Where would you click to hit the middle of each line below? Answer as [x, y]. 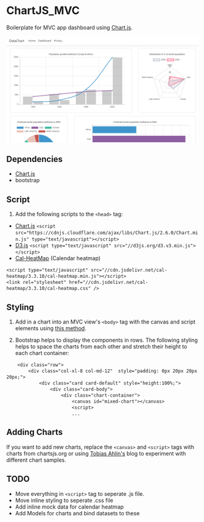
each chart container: [42, 353]
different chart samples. [36, 460]
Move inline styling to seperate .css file [64, 500]
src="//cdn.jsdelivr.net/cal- [129, 270]
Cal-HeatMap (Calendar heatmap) [58, 258]
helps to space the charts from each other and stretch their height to [101, 346]
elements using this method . [51, 328]
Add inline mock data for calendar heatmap [69, 507]
